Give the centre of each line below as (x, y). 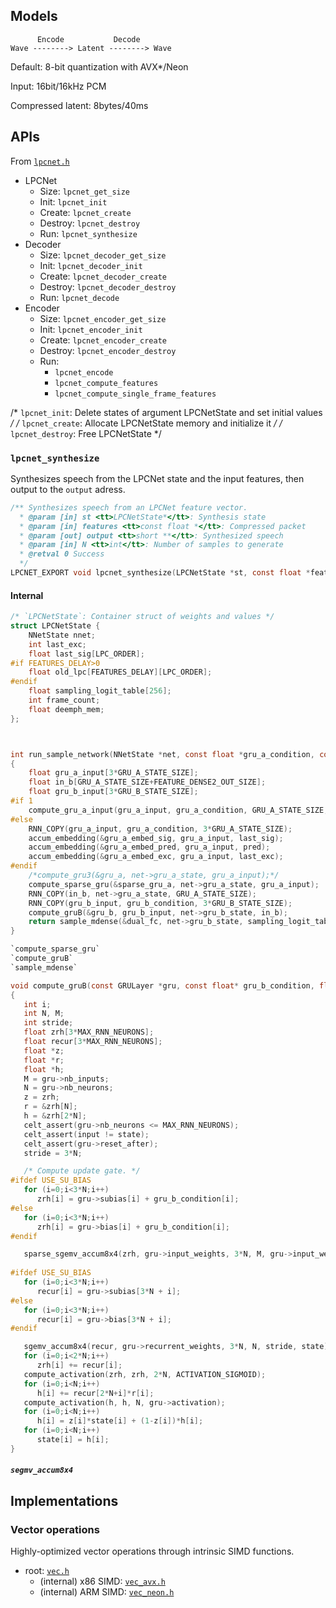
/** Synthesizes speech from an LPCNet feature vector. (129, 507)
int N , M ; (44, 1014)
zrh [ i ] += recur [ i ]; (79, 1365)
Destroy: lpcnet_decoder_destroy (108, 286)
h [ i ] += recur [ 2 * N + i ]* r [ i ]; (95, 1393)
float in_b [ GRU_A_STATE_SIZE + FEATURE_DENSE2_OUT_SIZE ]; (147, 782)
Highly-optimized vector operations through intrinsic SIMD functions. (152, 1551)
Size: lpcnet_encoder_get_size (103, 318)
